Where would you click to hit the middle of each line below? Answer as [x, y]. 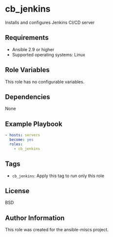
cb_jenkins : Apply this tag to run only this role [58, 176]
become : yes [22, 140]
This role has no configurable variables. [45, 82]
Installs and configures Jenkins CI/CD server [50, 22]
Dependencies [28, 97]
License [17, 191]
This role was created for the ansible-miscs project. [57, 230]
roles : [16, 144]
